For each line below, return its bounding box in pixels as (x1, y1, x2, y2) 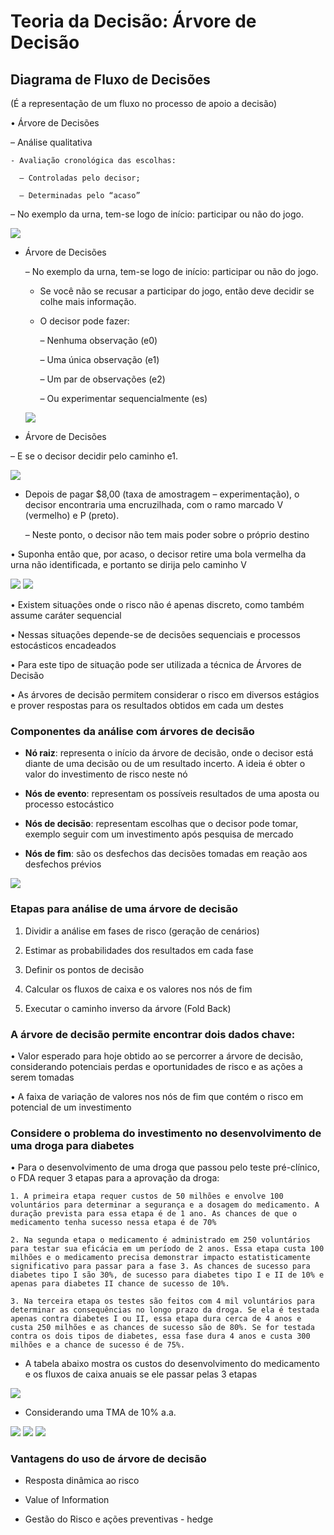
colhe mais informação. (39, 296, 137, 307)
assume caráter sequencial (10, 610, 122, 621)
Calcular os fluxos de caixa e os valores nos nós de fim (24, 983, 253, 995)
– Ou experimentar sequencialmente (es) (39, 393, 208, 404)
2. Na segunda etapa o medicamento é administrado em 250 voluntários (10, 1235, 311, 1245)
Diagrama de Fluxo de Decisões (10, 71, 211, 88)
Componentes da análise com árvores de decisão (10, 724, 255, 738)
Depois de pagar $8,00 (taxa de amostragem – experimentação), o (24, 488, 300, 500)
